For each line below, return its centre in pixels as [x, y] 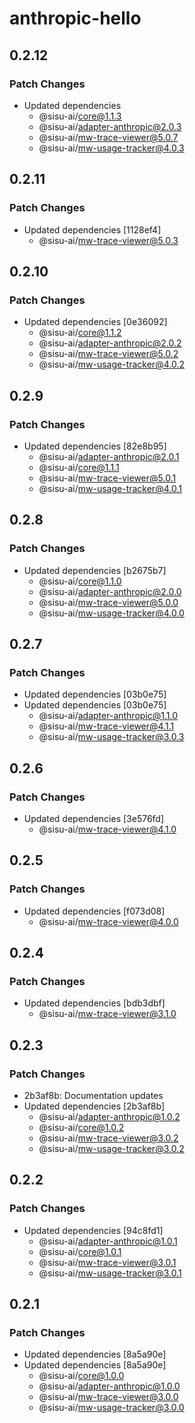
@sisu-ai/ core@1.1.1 [79, 467]
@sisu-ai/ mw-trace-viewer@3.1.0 [107, 1014]
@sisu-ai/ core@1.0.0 [81, 1376]
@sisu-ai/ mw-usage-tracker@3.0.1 [110, 1273]
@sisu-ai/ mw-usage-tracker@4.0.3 [111, 148]
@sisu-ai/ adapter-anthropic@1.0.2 [109, 1117]
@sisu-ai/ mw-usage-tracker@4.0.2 [111, 364]
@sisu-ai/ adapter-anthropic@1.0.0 [109, 1386]
